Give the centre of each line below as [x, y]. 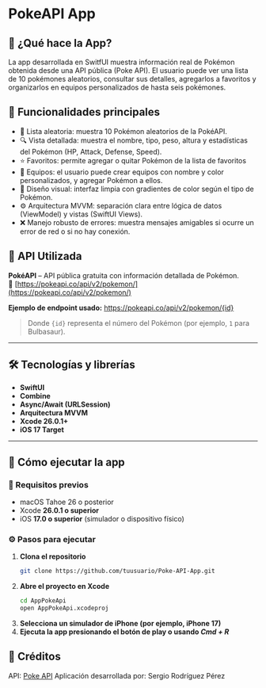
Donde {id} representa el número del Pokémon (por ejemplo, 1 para [139, 323]
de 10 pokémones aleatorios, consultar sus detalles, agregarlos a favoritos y [132, 79]
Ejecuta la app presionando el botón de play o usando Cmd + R [124, 632]
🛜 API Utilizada [45, 256]
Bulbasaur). [46, 331]
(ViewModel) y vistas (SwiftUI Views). [81, 214]
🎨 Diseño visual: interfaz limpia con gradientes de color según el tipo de [137, 189]
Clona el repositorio [53, 556]
